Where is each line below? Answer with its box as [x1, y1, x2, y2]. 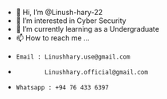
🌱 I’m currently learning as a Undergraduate [15, 25, 160, 33]
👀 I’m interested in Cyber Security [15, 16, 126, 25]
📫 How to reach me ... [15, 33, 90, 43]
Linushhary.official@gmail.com [45, 68, 149, 76]
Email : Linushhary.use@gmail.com [15, 53, 130, 61]
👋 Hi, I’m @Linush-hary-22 [15, 8, 103, 17]
